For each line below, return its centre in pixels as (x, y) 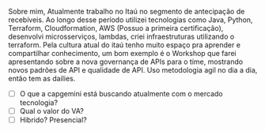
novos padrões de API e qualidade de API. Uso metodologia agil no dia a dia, (133, 70)
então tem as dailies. (42, 79)
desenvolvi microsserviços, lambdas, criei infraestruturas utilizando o (121, 36)
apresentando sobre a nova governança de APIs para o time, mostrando (126, 62)
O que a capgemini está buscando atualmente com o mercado (121, 94)
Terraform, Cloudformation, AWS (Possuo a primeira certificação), (116, 28)
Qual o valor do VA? (52, 111)
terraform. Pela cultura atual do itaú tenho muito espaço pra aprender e (125, 45)
